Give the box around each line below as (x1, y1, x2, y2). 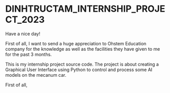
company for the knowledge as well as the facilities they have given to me (5, 46, 160, 52)
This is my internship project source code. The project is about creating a (5, 61, 159, 67)
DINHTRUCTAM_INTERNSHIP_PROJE (5, 3, 165, 15)
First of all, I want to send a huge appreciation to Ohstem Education (5, 40, 147, 46)
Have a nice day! (5, 30, 41, 37)
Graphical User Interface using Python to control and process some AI (5, 67, 153, 73)
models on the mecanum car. (5, 72, 67, 78)
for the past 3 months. (5, 51, 52, 57)
